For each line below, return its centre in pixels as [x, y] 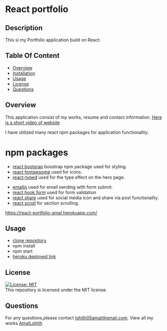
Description [24, 28]
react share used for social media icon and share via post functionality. [86, 198]
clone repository [29, 240]
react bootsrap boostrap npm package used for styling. [69, 167]
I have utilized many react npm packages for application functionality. [77, 132]
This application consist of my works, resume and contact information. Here [83, 117]
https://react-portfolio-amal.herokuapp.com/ [51, 213]
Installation [24, 73]
